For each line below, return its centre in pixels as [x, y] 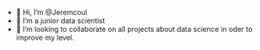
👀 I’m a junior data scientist [60, 21]
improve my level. [45, 37]
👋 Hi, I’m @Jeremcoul [52, 12]
